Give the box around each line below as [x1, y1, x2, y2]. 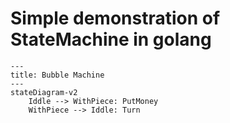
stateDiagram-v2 [10, 87, 78, 97]
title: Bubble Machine [10, 70, 105, 80]
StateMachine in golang [10, 28, 212, 51]
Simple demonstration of [10, 7, 221, 30]
